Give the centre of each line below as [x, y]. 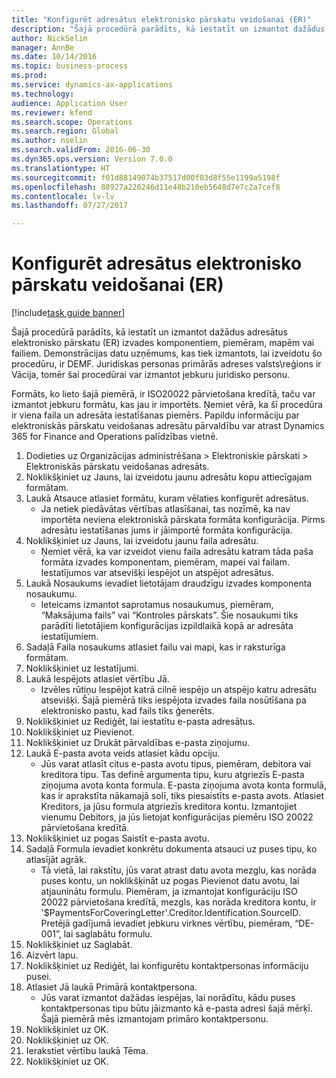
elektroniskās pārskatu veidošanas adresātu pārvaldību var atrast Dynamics [168, 426]
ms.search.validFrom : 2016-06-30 [81, 150]
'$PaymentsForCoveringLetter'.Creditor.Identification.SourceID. [170, 913]
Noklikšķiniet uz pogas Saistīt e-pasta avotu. [117, 838]
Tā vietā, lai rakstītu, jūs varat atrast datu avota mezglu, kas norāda [178, 870]
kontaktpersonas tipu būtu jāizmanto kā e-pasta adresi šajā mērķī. [176, 1008]
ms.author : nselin [49, 141]
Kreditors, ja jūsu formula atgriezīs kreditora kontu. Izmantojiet [169, 807]
